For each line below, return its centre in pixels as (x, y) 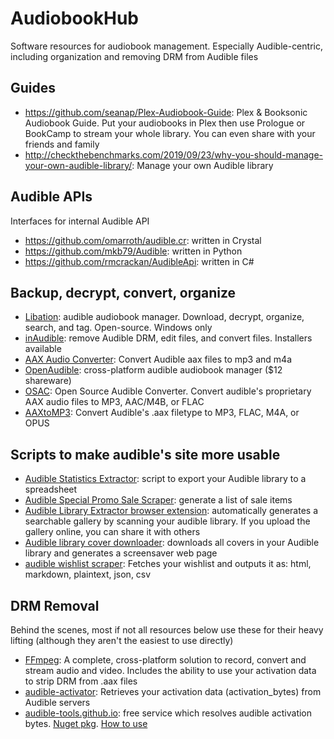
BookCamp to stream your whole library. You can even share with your (170, 133)
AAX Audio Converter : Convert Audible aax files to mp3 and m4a (158, 359)
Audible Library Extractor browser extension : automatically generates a (171, 511)
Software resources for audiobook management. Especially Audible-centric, (166, 46)
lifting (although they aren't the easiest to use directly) (122, 640)
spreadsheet (51, 489)
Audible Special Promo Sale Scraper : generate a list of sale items (158, 500)
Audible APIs (51, 197)
